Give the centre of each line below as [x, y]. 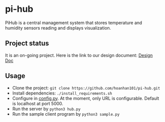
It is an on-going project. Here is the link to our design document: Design [79, 55]
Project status [27, 44]
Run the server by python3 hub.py [46, 109]
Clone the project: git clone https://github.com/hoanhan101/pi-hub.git [86, 88]
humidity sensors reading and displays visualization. [58, 28]
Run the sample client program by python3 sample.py [66, 114]
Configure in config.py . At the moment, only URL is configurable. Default [85, 98]
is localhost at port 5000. [38, 103]
